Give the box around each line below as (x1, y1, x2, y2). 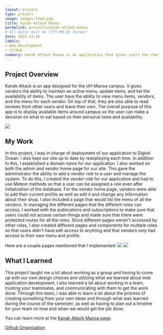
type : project (5, 12, 34, 17)
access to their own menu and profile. (5, 233, 81, 238)
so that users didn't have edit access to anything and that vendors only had (5, 228, 156, 233)
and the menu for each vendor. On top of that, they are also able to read (5, 99, 149, 104)
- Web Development (5, 43, 42, 48)
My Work (5, 137, 33, 146)
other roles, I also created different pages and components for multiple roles (5, 222, 158, 228)
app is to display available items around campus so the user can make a (5, 109, 149, 115)
